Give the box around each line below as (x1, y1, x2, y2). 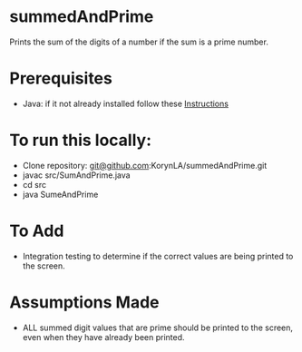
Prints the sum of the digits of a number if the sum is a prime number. (9, 36, 269, 47)
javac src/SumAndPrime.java (22, 170, 131, 181)
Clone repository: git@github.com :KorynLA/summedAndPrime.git (22, 160, 268, 171)
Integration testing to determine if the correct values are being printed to (22, 250, 294, 261)
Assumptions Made (9, 292, 161, 312)
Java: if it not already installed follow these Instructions (22, 98, 229, 109)
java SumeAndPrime (22, 189, 99, 200)
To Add (9, 220, 64, 241)
